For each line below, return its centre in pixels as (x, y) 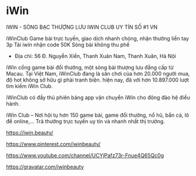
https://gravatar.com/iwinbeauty (45, 167)
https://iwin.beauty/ (30, 133)
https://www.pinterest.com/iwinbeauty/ (53, 144)
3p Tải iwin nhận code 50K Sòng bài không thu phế (68, 45)
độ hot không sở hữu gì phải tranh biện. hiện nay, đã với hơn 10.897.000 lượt (98, 80)
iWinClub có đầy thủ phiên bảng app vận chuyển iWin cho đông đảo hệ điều (98, 97)
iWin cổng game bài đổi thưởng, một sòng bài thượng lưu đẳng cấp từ (90, 67)
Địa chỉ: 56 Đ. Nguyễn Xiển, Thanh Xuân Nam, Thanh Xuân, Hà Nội (95, 56)
